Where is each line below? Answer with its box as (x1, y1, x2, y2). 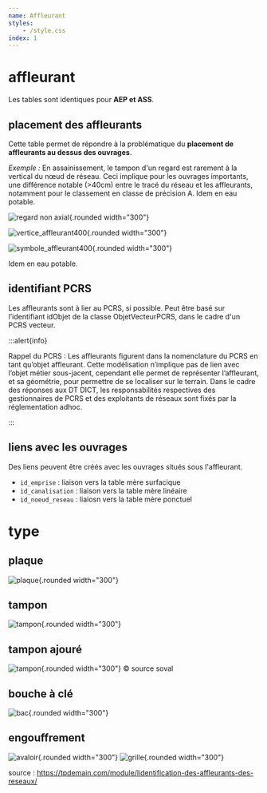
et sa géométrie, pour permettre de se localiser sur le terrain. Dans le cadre (8, 376, 256, 386)
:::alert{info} (8, 335, 48, 345)
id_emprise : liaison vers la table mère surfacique (19, 477, 181, 487)
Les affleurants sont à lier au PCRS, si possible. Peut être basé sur (8, 303, 226, 312)
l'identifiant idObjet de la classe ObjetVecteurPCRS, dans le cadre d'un (8, 311, 241, 321)
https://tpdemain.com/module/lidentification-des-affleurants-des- (37, 767, 253, 777)
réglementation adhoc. (8, 402, 83, 411)
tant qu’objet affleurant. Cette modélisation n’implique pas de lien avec (8, 359, 240, 369)
